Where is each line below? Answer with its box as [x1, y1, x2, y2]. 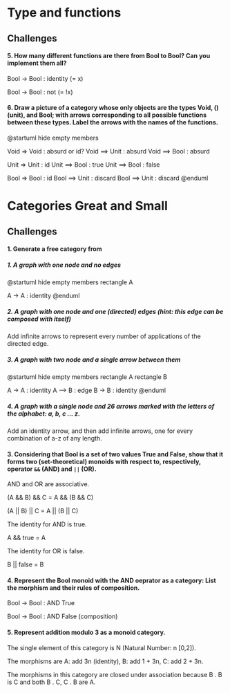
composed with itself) [7, 315, 71, 323]
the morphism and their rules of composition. [7, 583, 140, 592]
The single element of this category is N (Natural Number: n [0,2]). [7, 643, 197, 652]
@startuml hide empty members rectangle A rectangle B [7, 373, 168, 381]
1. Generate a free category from [7, 245, 102, 253]
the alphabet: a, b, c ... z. [7, 409, 81, 418]
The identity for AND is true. [7, 520, 88, 528]
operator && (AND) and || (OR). [7, 465, 97, 473]
